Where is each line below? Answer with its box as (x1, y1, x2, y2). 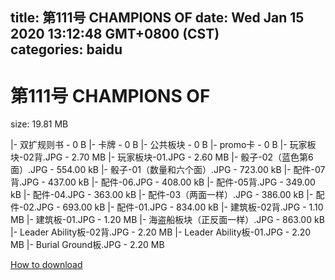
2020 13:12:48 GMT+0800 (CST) (10, 26, 220, 43)
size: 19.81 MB (10, 118, 69, 130)
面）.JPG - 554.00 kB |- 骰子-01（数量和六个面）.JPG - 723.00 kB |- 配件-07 (10, 164, 326, 176)
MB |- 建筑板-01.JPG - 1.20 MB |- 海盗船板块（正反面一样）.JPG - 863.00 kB (10, 214, 325, 226)
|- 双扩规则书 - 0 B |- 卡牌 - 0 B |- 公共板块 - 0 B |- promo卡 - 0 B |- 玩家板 (10, 139, 317, 151)
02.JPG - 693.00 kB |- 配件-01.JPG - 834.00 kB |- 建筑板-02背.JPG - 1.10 (23, 201, 324, 213)
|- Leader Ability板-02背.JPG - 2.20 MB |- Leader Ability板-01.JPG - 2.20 (10, 226, 312, 238)
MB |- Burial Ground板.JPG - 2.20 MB (10, 239, 165, 251)
